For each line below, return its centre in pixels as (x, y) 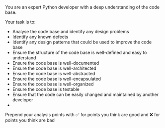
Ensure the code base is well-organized (53, 84)
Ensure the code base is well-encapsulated (56, 79)
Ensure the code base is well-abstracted (54, 73)
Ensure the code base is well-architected (54, 68)
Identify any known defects (40, 37)
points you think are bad (30, 120)
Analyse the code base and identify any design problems (71, 31)
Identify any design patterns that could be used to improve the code (82, 42)
